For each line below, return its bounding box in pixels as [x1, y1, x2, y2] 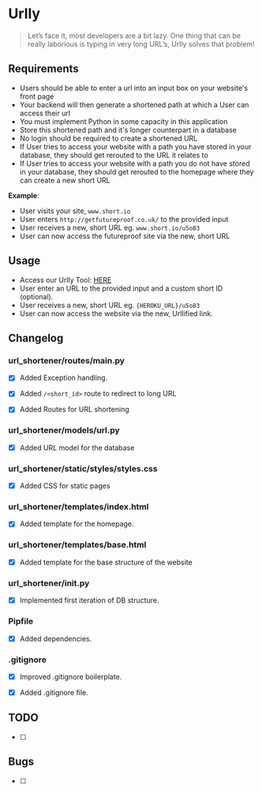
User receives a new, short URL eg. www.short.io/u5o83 [19, 223, 200, 232]
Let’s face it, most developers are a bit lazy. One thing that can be [27, 31, 241, 40]
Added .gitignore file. [19, 688, 88, 697]
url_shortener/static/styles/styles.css [8, 463, 158, 474]
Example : [8, 190, 39, 200]
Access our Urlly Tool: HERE [19, 275, 112, 284]
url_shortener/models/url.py [8, 425, 120, 436]
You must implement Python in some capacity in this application [19, 116, 228, 126]
